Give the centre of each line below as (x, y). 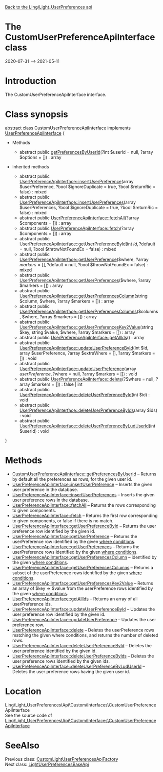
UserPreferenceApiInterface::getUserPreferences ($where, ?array (85, 280)
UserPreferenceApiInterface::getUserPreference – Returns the (75, 536)
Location (23, 691)
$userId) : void (34, 431)
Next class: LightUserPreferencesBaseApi (47, 764)
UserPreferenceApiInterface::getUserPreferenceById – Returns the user (84, 526)
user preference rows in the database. (51, 500)
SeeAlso (22, 745)
